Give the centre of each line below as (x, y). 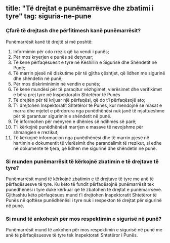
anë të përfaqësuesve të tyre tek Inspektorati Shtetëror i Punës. (72, 235)
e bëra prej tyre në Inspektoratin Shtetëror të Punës (67, 94)
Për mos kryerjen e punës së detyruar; (53, 57)
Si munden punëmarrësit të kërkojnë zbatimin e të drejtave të (82, 161)
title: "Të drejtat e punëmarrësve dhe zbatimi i (80, 8)
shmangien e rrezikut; (36, 132)
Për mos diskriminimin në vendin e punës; (57, 84)
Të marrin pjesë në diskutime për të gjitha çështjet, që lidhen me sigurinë (89, 73)
